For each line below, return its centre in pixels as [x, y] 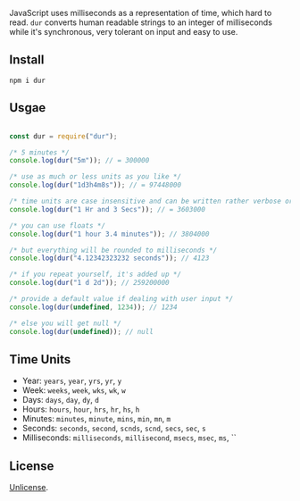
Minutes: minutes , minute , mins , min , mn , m [96, 419]
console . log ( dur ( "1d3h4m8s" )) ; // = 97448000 [95, 185]
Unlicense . [29, 488]
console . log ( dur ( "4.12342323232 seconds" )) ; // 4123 [109, 258]
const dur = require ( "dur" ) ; [63, 136]
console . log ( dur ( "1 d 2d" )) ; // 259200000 [89, 283]
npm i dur [28, 80]
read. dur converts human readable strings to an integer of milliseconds [141, 22]
